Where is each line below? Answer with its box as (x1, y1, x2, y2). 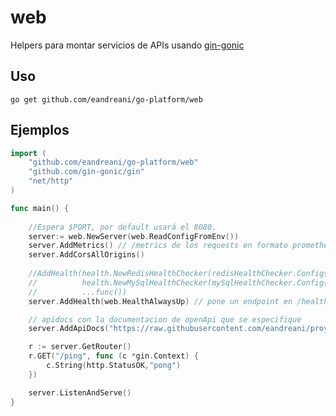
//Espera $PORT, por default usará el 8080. (28, 222, 217, 232)
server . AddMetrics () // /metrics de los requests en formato (28, 241, 288, 251)
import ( (10, 148, 47, 158)
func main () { (10, 203, 70, 213)
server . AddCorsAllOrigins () (28, 250, 145, 260)
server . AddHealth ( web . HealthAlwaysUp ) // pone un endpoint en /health (28, 296, 329, 306)
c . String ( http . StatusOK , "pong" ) (46, 361, 182, 371)
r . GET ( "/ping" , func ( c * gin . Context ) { (28, 351, 199, 361)
